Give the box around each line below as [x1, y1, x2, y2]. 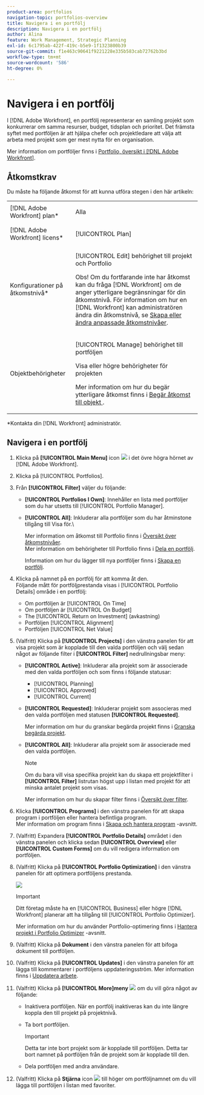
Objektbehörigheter [10, 369, 66, 378]
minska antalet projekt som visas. [24, 784, 108, 791]
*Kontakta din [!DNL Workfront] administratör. [7, 420, 122, 427]
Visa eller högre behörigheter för [75, 362, 168, 370]
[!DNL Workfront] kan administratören [75, 303, 183, 312]
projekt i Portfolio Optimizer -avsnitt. [15, 929, 107, 936]
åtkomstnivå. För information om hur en [75, 295, 187, 304]
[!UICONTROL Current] [33, 693, 91, 700]
